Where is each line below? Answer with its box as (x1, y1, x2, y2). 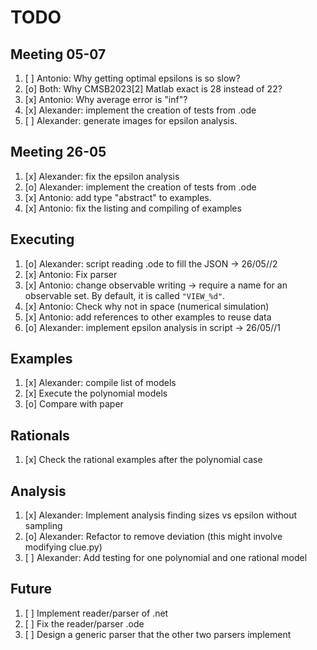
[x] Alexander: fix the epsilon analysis (24, 170, 180, 182)
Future (10, 581, 53, 598)
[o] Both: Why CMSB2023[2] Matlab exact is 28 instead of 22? (24, 83, 283, 95)
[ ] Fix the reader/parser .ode (24, 617, 145, 630)
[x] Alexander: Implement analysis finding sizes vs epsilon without (24, 509, 298, 521)
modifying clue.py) (24, 541, 103, 553)
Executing (10, 231, 75, 248)
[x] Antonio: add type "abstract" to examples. (24, 191, 212, 203)
